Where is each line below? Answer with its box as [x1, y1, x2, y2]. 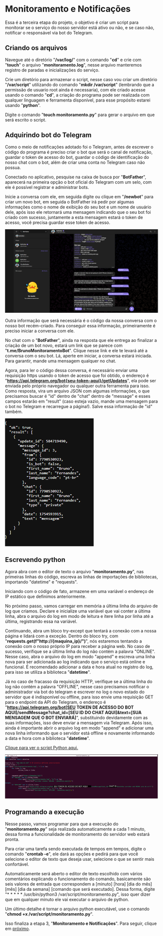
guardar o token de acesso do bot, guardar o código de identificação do [5, 154, 149, 160]
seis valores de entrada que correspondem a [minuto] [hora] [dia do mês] [5, 881, 152, 887]
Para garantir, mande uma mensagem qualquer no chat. [5, 358, 116, 364]
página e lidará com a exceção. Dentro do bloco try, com [5, 633, 119, 639]
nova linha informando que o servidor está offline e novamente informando [5, 730, 155, 736]
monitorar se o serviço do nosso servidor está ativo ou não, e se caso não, [5, 24, 154, 30]
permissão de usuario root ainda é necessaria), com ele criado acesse [5, 86, 146, 93]
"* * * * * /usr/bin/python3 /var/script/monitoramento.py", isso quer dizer [5, 891, 151, 897]
